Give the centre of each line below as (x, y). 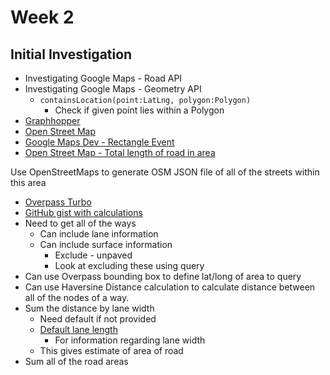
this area (28, 182)
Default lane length (78, 329)
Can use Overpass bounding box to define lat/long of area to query (163, 276)
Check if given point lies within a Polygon (139, 110)
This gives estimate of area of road (111, 350)
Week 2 (42, 17)
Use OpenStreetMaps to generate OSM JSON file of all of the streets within (165, 172)
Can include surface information (106, 244)
